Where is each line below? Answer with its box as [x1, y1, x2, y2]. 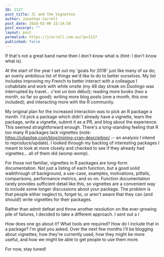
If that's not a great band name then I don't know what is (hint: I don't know [5, 53, 157, 59]
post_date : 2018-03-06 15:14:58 [5, 21, 71, 26]
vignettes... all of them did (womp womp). [5, 150, 89, 156]
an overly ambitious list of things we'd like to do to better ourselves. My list [5, 72, 156, 79]
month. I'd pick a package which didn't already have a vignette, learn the [5, 114, 152, 120]
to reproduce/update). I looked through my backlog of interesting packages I [5, 140, 160, 146]
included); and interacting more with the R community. [5, 99, 115, 105]
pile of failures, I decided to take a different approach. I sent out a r [5, 211, 140, 217]
